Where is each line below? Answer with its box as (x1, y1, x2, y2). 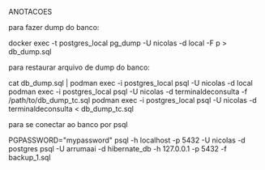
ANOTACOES (8, 7, 53, 16)
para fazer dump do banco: (8, 23, 100, 32)
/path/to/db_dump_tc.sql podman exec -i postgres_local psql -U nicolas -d (8, 96, 257, 104)
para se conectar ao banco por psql (8, 120, 128, 129)
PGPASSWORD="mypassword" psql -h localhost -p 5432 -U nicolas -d (8, 135, 246, 145)
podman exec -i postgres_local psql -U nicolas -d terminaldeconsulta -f (8, 87, 248, 96)
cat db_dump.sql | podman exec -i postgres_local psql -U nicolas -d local (8, 79, 253, 87)
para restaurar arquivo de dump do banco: (8, 62, 150, 72)
